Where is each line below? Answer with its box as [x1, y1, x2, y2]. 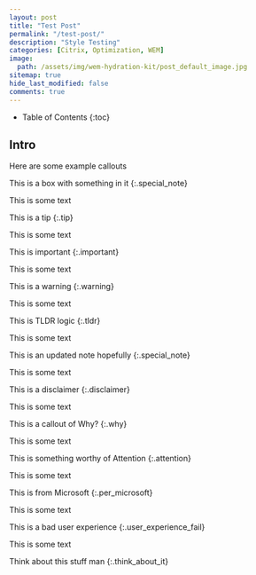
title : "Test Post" [9, 21, 81, 30]
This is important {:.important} [9, 247, 120, 257]
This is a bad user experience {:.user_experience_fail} [9, 522, 206, 532]
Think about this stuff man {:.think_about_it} [9, 556, 169, 567]
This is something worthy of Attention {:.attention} [9, 453, 192, 464]
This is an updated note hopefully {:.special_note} [9, 350, 190, 360]
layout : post [9, 12, 58, 22]
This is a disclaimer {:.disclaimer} [9, 384, 130, 395]
